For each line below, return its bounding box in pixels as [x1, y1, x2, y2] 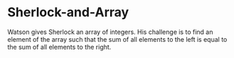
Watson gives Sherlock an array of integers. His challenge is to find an [7, 28, 213, 36]
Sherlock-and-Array [7, 4, 129, 21]
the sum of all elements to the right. [7, 42, 112, 51]
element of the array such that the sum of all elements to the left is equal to [7, 35, 228, 43]
